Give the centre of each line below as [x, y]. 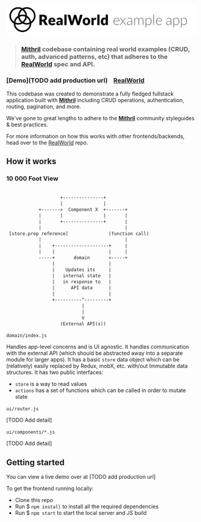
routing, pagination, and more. [44, 106]
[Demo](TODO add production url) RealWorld [76, 81]
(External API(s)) [83, 324]
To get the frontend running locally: [50, 488]
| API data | [82, 288]
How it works [31, 161]
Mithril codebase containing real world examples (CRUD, [105, 49]
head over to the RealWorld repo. [47, 143]
